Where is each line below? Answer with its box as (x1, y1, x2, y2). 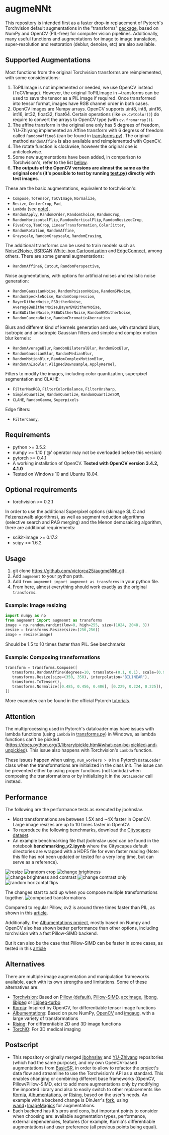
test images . (12, 175, 39, 182)
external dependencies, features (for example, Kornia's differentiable (12, 1118, 156, 1124)
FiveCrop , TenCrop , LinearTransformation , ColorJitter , (12, 221, 126, 228)
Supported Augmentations (5, 56, 91, 65)
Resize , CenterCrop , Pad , (12, 200, 62, 206)
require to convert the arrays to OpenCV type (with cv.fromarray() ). (12, 117, 154, 123)
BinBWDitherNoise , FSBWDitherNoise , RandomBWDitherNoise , (12, 309, 132, 315)
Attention (5, 712, 35, 721)
